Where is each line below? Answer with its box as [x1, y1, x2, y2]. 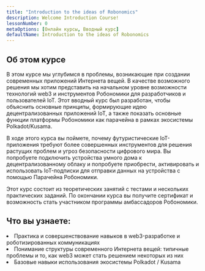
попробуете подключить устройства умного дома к [6, 154, 143, 161]
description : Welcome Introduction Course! [6, 15, 119, 21]
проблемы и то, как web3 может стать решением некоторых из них [6, 251, 184, 259]
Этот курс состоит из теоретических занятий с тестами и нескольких [6, 185, 189, 193]
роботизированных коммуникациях [6, 239, 100, 246]
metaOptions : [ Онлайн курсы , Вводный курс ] [6, 26, 119, 32]
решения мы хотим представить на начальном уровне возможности [6, 83, 187, 91]
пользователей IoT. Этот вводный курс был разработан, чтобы [6, 96, 171, 104]
